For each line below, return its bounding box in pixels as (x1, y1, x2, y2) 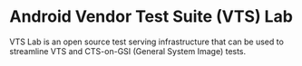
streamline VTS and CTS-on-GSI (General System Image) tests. (9, 45, 247, 56)
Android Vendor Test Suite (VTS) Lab (9, 6, 293, 27)
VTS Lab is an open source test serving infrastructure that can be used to (9, 36, 284, 47)
